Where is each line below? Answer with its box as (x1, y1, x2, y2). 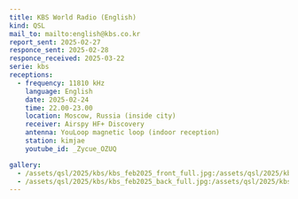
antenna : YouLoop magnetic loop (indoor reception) (25, 128, 220, 137)
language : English (25, 87, 93, 96)
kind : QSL (9, 21, 46, 30)
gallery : (9, 160, 42, 169)
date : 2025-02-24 (25, 95, 90, 104)
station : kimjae (25, 136, 86, 145)
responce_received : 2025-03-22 (9, 54, 125, 63)
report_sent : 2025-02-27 (9, 37, 101, 47)
